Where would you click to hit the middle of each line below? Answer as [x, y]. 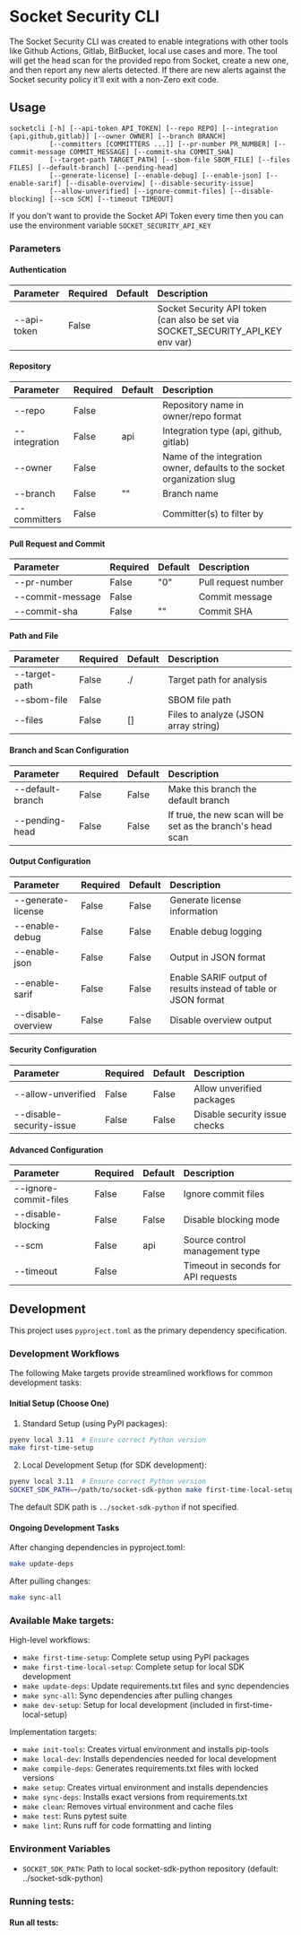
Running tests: [42, 1901]
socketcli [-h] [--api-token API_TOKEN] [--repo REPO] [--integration [144, 128]
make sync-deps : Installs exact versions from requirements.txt [135, 1797]
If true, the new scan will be [226, 815]
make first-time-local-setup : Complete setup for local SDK [133, 1667]
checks [209, 1126]
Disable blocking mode [232, 1220]
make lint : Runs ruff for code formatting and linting [117, 1826]
